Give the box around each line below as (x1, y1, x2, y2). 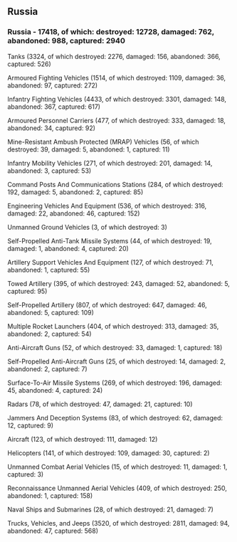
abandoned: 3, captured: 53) (7, 166, 92, 175)
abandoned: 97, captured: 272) (7, 81, 98, 90)
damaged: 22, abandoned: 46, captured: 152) (7, 209, 140, 218)
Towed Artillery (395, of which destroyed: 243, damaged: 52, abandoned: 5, (7, 279, 230, 287)
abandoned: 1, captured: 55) (7, 265, 90, 274)
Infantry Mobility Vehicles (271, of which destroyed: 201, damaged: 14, (7, 159, 213, 167)
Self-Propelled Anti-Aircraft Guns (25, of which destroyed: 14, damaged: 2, (7, 357, 226, 366)
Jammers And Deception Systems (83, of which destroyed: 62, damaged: (7, 413, 223, 422)
